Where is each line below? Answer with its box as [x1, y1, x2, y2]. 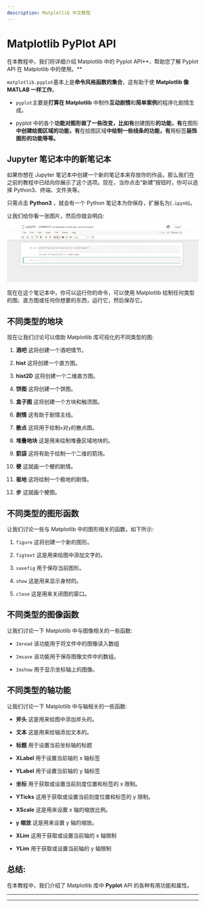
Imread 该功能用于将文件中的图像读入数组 [15, 639, 119, 647]
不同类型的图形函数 [7, 508, 79, 518]
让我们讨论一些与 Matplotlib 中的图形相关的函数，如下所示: [7, 526, 154, 533]
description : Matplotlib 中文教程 [7, 10, 91, 16]
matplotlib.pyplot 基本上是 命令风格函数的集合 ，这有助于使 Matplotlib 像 [7, 78, 189, 85]
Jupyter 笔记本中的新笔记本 [7, 154, 111, 164]
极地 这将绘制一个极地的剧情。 [15, 476, 92, 483]
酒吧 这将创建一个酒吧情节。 [15, 347, 87, 354]
